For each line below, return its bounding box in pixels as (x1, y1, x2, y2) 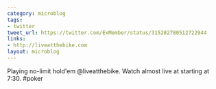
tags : (7, 16, 23, 23)
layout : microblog (7, 49, 60, 55)
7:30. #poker (7, 74, 43, 82)
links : (7, 36, 26, 42)
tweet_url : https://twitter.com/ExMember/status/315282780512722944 (7, 29, 207, 36)
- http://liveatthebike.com (7, 42, 88, 49)
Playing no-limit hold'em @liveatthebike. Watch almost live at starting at (7, 66, 210, 75)
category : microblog (7, 10, 67, 17)
